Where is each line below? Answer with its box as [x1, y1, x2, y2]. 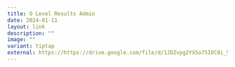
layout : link [7, 23, 45, 30]
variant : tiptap [7, 43, 55, 50]
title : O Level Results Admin [7, 10, 96, 17]
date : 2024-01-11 [7, 17, 58, 24]
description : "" [7, 29, 55, 37]
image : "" [7, 36, 36, 43]
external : [7, 50, 36, 57]
